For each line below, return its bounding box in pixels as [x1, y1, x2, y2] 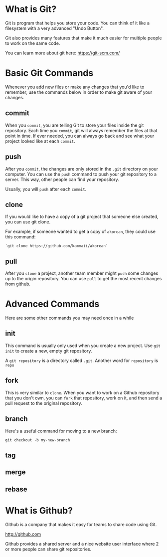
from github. [5, 281, 31, 287]
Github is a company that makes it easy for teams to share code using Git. [5, 521, 157, 527]
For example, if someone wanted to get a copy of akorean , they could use [5, 228, 156, 235]
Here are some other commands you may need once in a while [5, 315, 134, 321]
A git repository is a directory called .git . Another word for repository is [5, 358, 159, 364]
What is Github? [5, 505, 73, 516]
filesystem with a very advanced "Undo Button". [5, 25, 104, 31]
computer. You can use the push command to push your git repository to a [5, 171, 157, 177]
